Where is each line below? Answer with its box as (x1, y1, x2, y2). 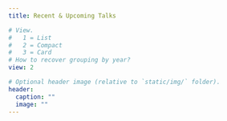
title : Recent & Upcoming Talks (8, 11, 116, 20)
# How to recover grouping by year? (8, 56, 131, 64)
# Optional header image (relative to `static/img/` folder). (8, 78, 221, 86)
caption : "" (15, 93, 56, 101)
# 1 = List (8, 34, 52, 42)
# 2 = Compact (8, 41, 63, 49)
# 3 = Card (8, 49, 52, 57)
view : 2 (8, 63, 34, 72)
